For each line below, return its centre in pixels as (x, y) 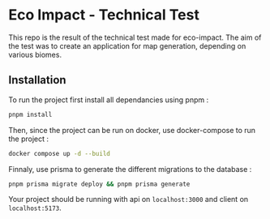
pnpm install (30, 114)
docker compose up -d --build (60, 153)
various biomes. (35, 54)
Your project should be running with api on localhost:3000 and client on (129, 200)
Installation (37, 80)
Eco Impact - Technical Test (104, 15)
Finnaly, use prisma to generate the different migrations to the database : (130, 169)
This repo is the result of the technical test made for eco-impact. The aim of (135, 37)
